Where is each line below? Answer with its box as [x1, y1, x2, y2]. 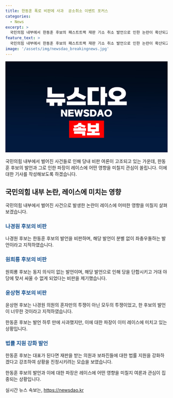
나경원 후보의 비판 [5, 223, 47, 230]
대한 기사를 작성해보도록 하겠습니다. [5, 171, 77, 177]
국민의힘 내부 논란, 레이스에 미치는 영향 [5, 188, 122, 196]
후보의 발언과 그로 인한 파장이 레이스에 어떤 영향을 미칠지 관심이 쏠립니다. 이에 [10, 165, 167, 171]
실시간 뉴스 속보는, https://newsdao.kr [5, 387, 84, 393]
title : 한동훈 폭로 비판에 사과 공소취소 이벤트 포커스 [5, 8, 109, 13]
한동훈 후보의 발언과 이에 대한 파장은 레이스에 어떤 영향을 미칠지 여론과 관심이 [5, 370, 161, 376]
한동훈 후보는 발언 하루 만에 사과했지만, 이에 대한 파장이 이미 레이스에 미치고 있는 [5, 319, 167, 325]
